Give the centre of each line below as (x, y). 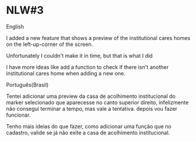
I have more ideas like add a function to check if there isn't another (87, 67)
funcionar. (19, 115)
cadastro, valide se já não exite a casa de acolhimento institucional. (88, 133)
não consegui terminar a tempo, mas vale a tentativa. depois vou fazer (92, 108)
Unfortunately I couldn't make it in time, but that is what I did (79, 55)
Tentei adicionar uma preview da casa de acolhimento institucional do (91, 96)
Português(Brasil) (27, 85)
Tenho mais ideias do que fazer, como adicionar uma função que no (89, 126)
